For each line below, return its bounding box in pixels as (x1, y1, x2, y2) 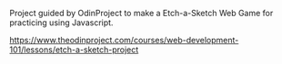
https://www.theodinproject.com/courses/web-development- (9, 35, 239, 45)
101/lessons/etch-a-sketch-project (9, 44, 139, 55)
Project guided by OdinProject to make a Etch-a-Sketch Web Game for (9, 8, 274, 18)
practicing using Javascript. (9, 17, 114, 28)
